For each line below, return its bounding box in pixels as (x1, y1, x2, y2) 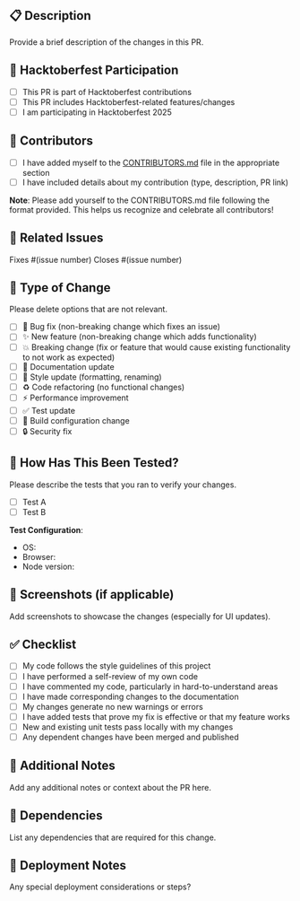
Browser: (21, 551, 56, 562)
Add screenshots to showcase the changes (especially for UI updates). (9, 610, 271, 622)
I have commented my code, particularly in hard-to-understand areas (21, 681, 279, 692)
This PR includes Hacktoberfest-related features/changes (21, 96, 236, 107)
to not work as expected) (21, 352, 116, 363)
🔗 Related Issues (9, 231, 104, 246)
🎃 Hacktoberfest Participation (9, 63, 179, 78)
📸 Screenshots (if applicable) (9, 587, 175, 602)
